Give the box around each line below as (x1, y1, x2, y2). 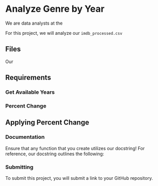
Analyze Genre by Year (5, 3, 105, 15)
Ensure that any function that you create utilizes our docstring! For (5, 145, 145, 151)
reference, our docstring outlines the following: (5, 151, 104, 157)
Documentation (5, 134, 45, 141)
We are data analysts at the (5, 20, 63, 26)
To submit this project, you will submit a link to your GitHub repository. (5, 175, 153, 181)
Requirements (5, 73, 51, 82)
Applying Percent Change (5, 118, 89, 127)
